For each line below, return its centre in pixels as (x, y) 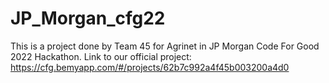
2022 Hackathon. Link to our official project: (101, 56)
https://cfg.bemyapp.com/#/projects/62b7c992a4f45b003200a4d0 (150, 67)
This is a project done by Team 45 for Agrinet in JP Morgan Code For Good (165, 46)
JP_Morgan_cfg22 (88, 18)
